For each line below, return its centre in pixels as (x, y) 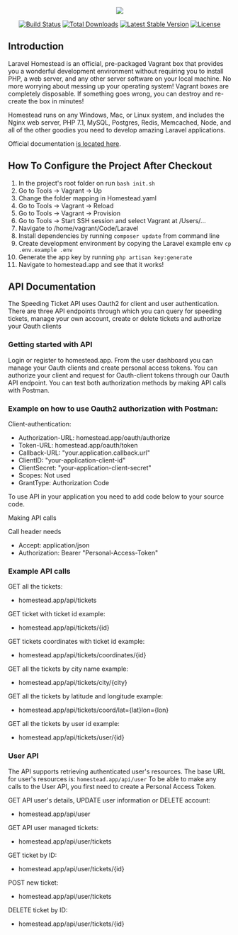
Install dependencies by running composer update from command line (119, 236)
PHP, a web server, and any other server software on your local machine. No (120, 79)
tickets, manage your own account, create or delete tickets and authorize (115, 319)
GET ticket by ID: (33, 855)
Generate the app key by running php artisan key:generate (105, 257)
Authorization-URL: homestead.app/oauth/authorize (94, 438)
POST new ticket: (33, 883)
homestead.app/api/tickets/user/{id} (71, 737)
